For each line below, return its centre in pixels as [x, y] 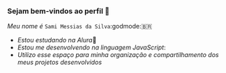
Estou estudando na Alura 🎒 [57, 40]
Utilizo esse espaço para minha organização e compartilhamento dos [118, 55]
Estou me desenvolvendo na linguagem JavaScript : [91, 47]
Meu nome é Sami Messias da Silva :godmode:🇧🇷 [80, 26]
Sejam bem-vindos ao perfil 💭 [59, 11]
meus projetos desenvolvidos [60, 63]
